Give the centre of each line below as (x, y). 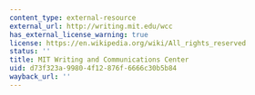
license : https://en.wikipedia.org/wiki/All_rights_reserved (128, 43)
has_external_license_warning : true (79, 34)
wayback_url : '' (40, 77)
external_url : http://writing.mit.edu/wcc (91, 26)
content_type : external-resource (73, 18)
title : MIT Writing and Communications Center (99, 60)
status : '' (30, 52)
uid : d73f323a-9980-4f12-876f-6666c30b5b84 (93, 69)
